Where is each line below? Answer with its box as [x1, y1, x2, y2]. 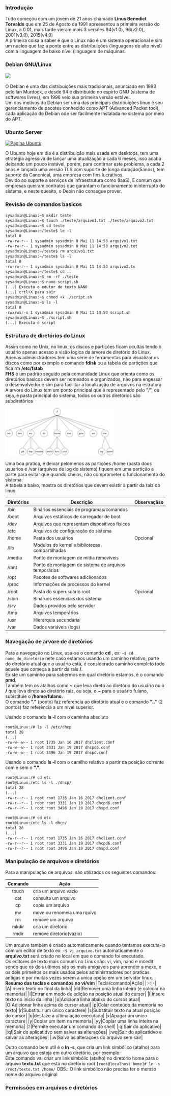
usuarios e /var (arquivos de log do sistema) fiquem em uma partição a [5, 466, 154, 472]
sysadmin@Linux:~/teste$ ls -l [5, 254, 72, 259]
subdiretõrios [5, 398, 33, 404]
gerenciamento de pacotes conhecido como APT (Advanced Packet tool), [5, 105, 160, 111]
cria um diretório [33, 924, 68, 930]
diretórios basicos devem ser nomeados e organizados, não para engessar [5, 376, 162, 382]
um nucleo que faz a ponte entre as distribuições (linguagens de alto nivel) [5, 43, 162, 49]
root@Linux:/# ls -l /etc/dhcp [5, 725, 72, 730]
